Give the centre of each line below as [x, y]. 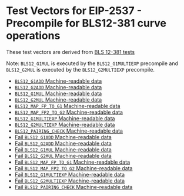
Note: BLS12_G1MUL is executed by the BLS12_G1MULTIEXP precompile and [92, 63]
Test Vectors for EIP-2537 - [74, 11]
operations [33, 36]
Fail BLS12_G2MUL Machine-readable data [63, 156]
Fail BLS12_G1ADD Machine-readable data [63, 137]
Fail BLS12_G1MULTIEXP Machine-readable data [70, 174]
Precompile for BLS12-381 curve [86, 23]
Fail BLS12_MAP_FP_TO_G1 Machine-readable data [72, 162]
